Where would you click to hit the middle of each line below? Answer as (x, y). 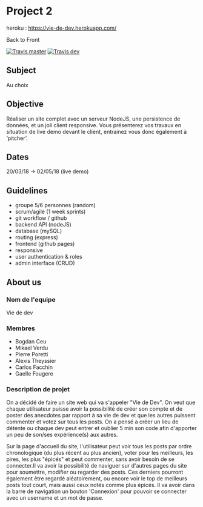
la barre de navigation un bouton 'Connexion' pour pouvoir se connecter (96, 491)
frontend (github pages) (45, 244)
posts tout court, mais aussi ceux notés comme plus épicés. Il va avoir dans (101, 485)
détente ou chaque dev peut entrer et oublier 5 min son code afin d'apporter (101, 428)
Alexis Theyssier (35, 361)
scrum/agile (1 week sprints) (50, 212)
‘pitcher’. (17, 138)
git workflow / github (41, 218)
